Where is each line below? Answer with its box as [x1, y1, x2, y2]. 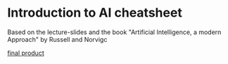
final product [7, 49, 44, 57]
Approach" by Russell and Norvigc [7, 35, 108, 43]
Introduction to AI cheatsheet [7, 5, 183, 21]
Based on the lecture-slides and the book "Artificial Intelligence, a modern [7, 28, 222, 36]
